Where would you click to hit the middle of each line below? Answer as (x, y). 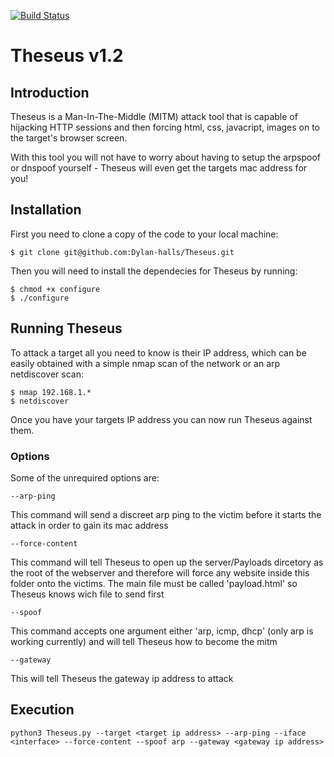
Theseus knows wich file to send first (87, 594)
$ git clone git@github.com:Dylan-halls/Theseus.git (122, 252)
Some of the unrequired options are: (85, 477)
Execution (42, 710)
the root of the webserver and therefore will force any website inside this (160, 572)
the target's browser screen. (69, 138)
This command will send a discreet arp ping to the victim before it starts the (166, 514)
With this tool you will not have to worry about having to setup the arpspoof (165, 157)
